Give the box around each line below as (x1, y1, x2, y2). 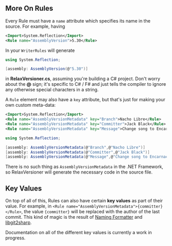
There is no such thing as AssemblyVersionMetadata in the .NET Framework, (5, 164, 164, 170)
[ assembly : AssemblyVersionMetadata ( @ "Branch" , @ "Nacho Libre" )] (5, 145, 145, 150)
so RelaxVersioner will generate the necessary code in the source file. (5, 169, 153, 175)
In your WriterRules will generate (5, 47, 75, 53)
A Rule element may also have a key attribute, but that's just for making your (5, 97, 165, 103)
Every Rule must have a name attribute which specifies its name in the (5, 17, 151, 24)
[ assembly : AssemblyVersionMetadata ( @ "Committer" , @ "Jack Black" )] (5, 149, 150, 155)
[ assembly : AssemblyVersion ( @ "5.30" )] (5, 66, 88, 71)
